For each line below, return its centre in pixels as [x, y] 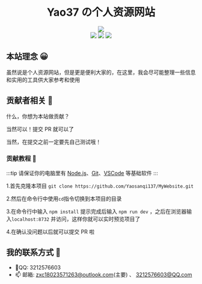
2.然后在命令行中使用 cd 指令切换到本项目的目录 [64, 199]
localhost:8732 [31, 219]
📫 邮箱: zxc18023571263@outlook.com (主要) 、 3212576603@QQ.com [103, 274]
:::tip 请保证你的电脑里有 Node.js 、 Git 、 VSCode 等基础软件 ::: [82, 173]
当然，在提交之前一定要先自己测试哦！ [54, 141]
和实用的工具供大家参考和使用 [43, 79]
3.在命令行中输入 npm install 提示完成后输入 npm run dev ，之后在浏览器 [96, 211]
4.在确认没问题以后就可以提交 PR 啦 [50, 232]
